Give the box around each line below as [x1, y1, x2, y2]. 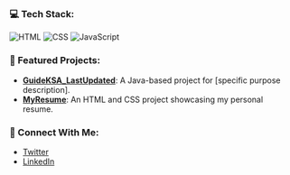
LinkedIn [22, 156, 55, 167]
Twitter [22, 146, 50, 157]
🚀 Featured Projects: [9, 54, 101, 67]
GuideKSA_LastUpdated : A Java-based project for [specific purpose [22, 75, 282, 86]
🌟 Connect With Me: [9, 125, 99, 138]
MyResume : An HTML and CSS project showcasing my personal [22, 94, 264, 105]
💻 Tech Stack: [9, 7, 75, 20]
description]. [22, 84, 70, 95]
